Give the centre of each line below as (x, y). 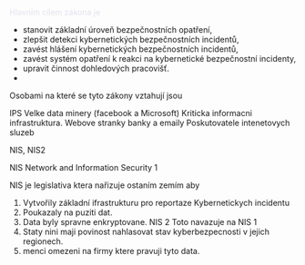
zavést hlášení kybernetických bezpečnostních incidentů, (130, 49)
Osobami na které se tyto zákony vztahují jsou (96, 95)
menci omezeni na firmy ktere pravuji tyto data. (111, 251)
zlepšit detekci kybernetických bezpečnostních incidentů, (131, 39)
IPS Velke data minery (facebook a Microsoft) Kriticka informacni (131, 113)
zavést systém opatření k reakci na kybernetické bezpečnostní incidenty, (159, 59)
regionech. (43, 241)
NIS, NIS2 (28, 150)
